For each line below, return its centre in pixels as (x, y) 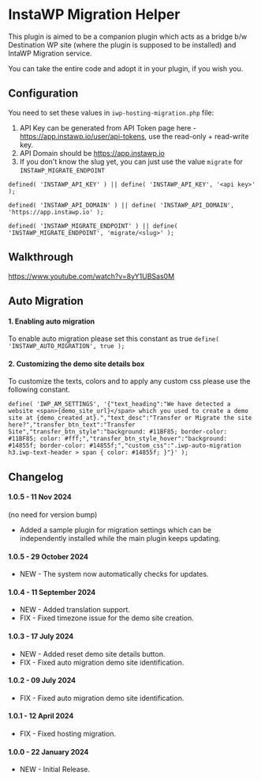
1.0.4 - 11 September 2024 (52, 592)
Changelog (36, 477)
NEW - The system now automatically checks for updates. (114, 574)
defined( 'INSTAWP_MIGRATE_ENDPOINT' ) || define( (93, 226)
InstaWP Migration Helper (94, 15)
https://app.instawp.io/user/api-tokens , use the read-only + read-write (134, 136)
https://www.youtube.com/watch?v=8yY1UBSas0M (91, 276)
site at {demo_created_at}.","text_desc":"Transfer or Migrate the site (130, 418)
